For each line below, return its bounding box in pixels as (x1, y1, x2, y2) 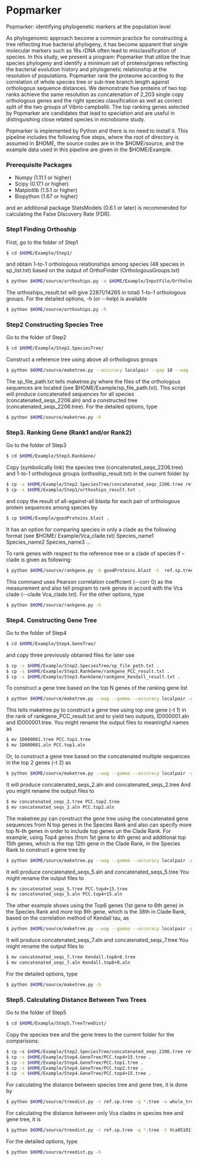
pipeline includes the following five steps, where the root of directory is (6, 133, 179, 140)
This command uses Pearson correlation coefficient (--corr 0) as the (6, 578, 173, 585)
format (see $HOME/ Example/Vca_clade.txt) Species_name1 (6, 532, 154, 539)
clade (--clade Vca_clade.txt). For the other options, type (6, 590, 144, 598)
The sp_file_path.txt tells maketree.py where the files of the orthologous (6, 378, 181, 385)
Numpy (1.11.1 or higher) (14, 174, 72, 181)
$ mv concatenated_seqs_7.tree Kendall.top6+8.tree (6, 954, 136, 960)
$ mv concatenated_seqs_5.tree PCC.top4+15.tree (6, 886, 128, 892)
